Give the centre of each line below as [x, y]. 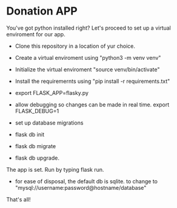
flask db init [29, 134]
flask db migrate [35, 146]
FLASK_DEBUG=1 [37, 111]
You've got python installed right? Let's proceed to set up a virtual [88, 28]
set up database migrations [49, 123]
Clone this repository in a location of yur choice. [75, 46]
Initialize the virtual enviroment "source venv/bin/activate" [87, 69]
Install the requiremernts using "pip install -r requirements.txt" [92, 81]
